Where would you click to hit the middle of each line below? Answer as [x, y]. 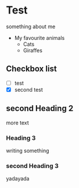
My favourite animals [39, 38]
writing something [28, 150]
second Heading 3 [33, 166]
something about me [31, 26]
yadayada [18, 179]
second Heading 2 [40, 108]
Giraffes [33, 50]
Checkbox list [31, 69]
